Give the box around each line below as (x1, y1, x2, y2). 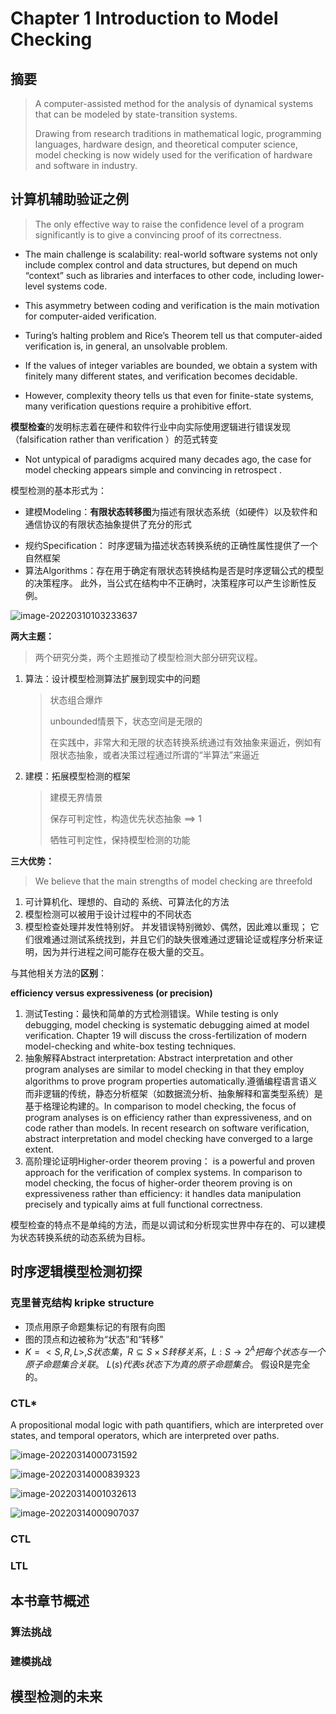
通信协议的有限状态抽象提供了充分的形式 (24, 518, 192, 530)
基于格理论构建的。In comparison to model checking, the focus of (24, 1100, 297, 1112)
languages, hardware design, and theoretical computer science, (34, 138, 298, 150)
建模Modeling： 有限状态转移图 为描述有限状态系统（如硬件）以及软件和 (24, 505, 318, 517)
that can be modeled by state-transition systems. (34, 108, 238, 120)
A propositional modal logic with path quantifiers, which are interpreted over (10, 1419, 324, 1431)
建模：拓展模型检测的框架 (24, 770, 131, 782)
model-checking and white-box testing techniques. (24, 1040, 237, 1052)
